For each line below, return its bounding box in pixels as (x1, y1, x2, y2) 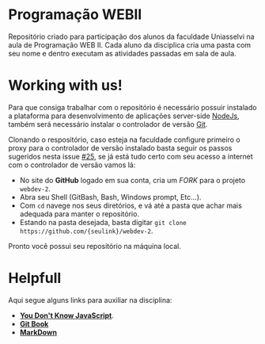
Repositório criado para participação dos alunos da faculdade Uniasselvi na (8, 32, 255, 41)
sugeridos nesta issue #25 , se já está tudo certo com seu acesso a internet (8, 151, 253, 161)
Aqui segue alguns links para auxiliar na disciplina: (8, 295, 172, 304)
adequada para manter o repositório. (19, 208, 140, 219)
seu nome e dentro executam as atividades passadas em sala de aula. (8, 48, 237, 58)
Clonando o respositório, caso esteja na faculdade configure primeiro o (8, 135, 240, 144)
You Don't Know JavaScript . (19, 311, 115, 320)
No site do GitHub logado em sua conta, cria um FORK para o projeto (19, 175, 246, 185)
